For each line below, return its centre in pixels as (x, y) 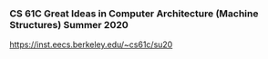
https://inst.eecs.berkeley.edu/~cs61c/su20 (91, 44)
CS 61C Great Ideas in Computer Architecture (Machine (134, 14)
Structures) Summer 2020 (69, 25)
